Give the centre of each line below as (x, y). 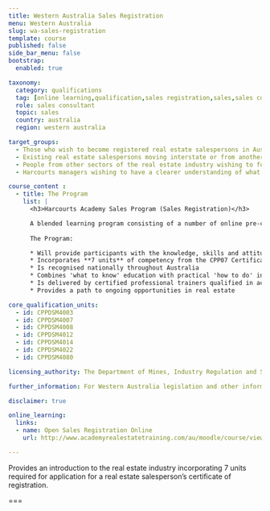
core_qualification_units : (53, 305)
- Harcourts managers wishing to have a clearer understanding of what (138, 172)
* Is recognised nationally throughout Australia (114, 268)
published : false (37, 46)
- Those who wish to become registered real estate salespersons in (133, 150)
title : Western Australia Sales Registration (86, 16)
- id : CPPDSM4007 (45, 320)
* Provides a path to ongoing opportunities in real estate (132, 291)
